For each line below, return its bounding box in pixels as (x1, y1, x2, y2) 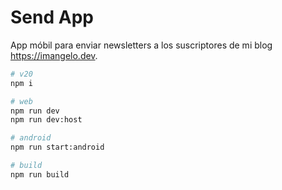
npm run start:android (10, 142, 105, 153)
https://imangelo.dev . (10, 49, 98, 61)
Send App (10, 6, 94, 29)
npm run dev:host (10, 115, 83, 125)
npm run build (10, 169, 70, 180)
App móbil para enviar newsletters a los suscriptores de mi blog (10, 39, 273, 51)
